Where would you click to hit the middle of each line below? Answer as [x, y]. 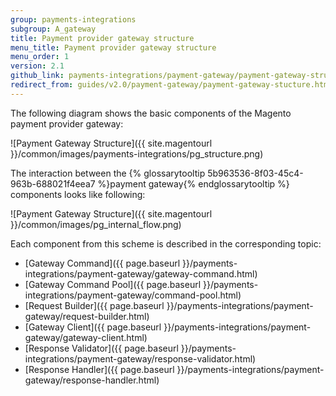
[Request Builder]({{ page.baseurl [94, 305]
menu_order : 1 [40, 57]
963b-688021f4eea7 [53, 183]
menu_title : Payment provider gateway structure [113, 47]
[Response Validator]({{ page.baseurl [101, 348]
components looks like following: [78, 194]
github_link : [37, 76]
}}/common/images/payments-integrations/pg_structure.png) [137, 153]
